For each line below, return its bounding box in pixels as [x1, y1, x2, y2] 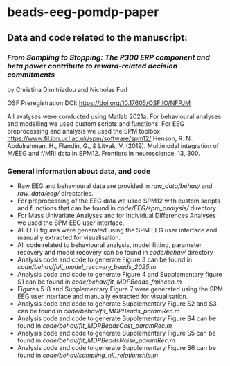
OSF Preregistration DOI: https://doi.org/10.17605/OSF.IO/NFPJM [7, 98, 191, 107]
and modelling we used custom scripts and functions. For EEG [7, 119, 185, 128]
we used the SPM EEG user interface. [17, 219, 125, 227]
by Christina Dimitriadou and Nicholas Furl [7, 85, 128, 93]
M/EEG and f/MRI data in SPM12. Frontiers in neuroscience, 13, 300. [7, 149, 201, 157]
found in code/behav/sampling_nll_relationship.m [17, 351, 159, 360]
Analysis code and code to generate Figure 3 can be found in [17, 255, 193, 264]
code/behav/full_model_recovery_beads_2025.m [17, 263, 157, 271]
